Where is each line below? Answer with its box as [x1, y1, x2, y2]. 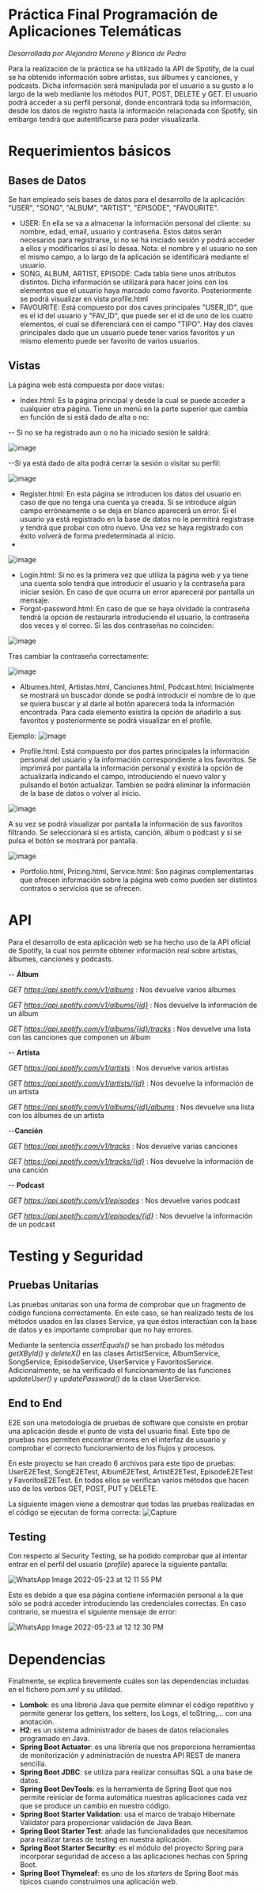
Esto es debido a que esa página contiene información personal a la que [8, 1590, 244, 1600]
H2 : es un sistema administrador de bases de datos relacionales [19, 1725, 229, 1735]
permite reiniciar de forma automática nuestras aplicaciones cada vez [19, 1793, 248, 1802]
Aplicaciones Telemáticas [8, 22, 182, 40]
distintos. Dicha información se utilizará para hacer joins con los [19, 277, 229, 287]
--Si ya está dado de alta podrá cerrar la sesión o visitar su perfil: [8, 458, 221, 468]
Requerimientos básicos [8, 143, 172, 160]
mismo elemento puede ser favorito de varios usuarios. [19, 336, 200, 345]
